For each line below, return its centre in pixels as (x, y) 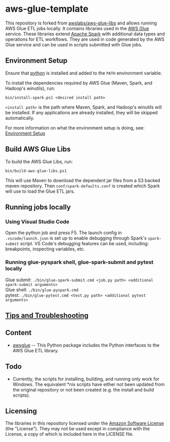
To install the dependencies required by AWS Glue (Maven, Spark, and (79, 83)
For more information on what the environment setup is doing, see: (75, 127)
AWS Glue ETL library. (36, 350)
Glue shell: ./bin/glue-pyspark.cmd (42, 290)
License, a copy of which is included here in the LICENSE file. (70, 434)
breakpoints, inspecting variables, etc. (45, 249)
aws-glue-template (47, 9)
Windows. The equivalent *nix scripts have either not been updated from (89, 384)
